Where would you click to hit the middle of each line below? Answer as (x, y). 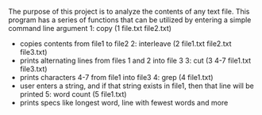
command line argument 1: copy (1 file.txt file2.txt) (90, 28)
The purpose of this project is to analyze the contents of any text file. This (129, 11)
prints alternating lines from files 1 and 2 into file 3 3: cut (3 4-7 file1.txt (135, 60)
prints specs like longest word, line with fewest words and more (124, 103)
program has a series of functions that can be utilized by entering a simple (130, 20)
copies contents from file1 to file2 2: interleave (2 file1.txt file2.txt (125, 44)
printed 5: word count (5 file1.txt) (73, 94)
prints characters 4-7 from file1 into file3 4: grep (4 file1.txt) (116, 77)
